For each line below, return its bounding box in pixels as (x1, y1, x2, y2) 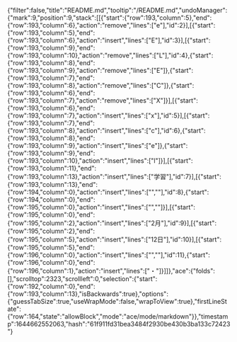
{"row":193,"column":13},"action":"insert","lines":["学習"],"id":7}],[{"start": (7, 173, 221, 181)
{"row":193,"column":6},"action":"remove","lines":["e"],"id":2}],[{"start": (7, 21, 216, 29)
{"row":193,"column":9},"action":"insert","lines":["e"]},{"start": (7, 142, 188, 149)
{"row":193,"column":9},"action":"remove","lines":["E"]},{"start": (7, 67, 194, 74)
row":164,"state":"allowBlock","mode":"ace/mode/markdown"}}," (13, 312, 202, 321)
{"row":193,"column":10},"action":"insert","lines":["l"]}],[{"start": (7, 156, 193, 165)
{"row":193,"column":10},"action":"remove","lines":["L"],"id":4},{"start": (7, 51, 214, 59)
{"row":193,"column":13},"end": (7, 181, 98, 188)
